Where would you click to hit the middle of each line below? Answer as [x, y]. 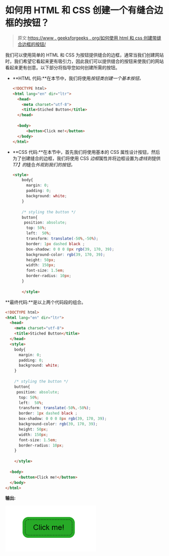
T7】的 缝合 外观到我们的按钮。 [44, 164]
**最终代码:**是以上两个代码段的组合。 [46, 302]
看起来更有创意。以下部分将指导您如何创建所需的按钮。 [62, 67]
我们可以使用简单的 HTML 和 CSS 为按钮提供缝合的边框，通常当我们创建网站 [84, 55]
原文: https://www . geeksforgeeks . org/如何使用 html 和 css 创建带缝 [89, 38]
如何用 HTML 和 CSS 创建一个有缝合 [80, 10]
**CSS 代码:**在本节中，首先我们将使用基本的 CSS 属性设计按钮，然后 [86, 152]
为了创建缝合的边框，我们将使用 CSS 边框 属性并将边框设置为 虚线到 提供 [87, 158]
